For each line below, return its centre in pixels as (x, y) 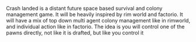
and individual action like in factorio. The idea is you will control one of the (95, 26)
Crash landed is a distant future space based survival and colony (84, 8)
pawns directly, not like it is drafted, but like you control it (75, 33)
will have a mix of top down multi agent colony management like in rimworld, (98, 20)
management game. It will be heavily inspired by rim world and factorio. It (94, 14)
